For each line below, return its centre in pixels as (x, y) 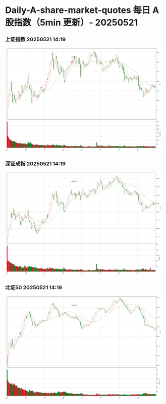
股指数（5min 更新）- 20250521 (71, 23)
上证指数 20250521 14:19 (35, 39)
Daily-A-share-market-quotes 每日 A (82, 10)
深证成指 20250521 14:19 (35, 163)
